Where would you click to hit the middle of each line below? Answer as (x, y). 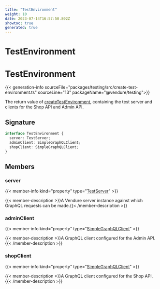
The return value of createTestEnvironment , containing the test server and (79, 102)
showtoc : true (19, 23)
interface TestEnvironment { (34, 134)
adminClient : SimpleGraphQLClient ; (45, 142)
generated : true (21, 28)
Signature (20, 122)
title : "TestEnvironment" (31, 9)
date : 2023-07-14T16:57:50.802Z (37, 18)
